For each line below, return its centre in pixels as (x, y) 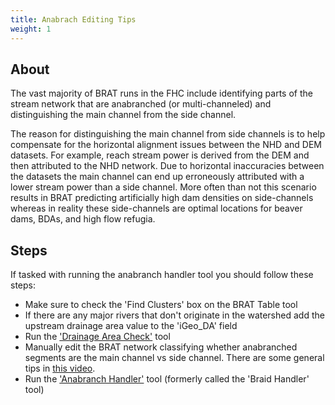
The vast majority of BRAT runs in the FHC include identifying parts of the (161, 93)
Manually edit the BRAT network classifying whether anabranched (161, 347)
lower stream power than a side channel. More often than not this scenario (163, 187)
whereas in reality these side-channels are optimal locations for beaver (156, 208)
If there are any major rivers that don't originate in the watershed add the (174, 315)
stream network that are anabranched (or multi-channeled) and (141, 104)
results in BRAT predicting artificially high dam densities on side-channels (162, 198)
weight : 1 (31, 29)
